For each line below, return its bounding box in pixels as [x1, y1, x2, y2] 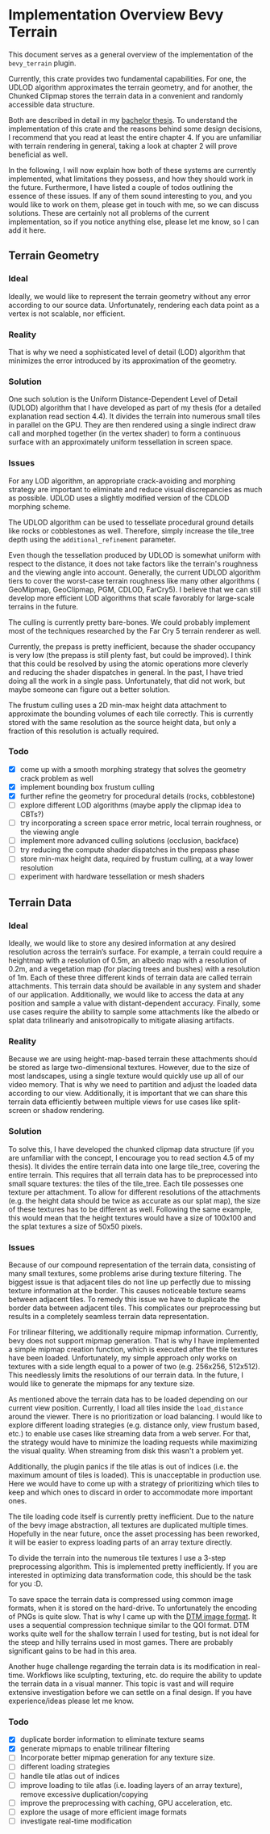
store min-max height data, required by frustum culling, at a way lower [19, 854, 254, 864]
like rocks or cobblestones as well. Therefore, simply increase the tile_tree [8, 525, 255, 535]
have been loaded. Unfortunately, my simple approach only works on [8, 1352, 238, 1363]
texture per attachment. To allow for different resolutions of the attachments [8, 1187, 260, 1197]
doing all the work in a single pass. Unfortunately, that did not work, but [8, 676, 246, 685]
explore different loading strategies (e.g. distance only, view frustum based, [8, 1420, 260, 1430]
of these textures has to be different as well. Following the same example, [8, 1204, 253, 1214]
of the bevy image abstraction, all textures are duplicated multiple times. [8, 1520, 248, 1529]
